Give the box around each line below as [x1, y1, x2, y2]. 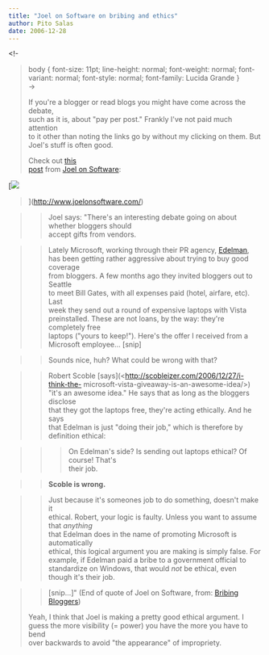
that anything [48, 521, 93, 531]
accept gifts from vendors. [48, 229, 137, 239]
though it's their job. [48, 573, 115, 582]
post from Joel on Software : [27, 165, 122, 174]
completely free [48, 322, 101, 332]
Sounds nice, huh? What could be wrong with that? [48, 355, 217, 365]
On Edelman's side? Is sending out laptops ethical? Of [68, 447, 247, 456]
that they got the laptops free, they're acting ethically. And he [48, 405, 252, 415]
